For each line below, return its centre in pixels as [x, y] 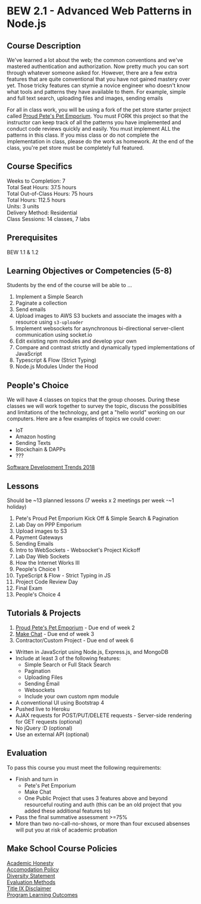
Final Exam [29, 588]
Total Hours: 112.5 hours [36, 200]
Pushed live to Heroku [43, 709]
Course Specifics [40, 166]
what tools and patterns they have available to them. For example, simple [96, 92]
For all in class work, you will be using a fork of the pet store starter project [99, 110]
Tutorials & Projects [44, 613]
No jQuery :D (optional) [44, 728]
